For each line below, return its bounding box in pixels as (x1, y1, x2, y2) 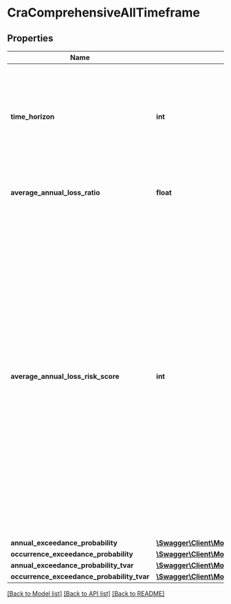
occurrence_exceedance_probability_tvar (10, 572, 150, 581)
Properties (7, 32, 54, 44)
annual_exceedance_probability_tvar (10, 561, 134, 570)
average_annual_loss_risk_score (10, 371, 120, 381)
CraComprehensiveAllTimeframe (7, 5, 201, 21)
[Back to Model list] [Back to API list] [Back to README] (7, 590, 165, 598)
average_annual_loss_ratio (10, 188, 100, 197)
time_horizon (10, 112, 55, 121)
